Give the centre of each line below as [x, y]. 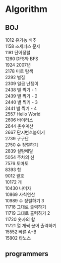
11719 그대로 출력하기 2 [28, 213]
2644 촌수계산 [19, 126]
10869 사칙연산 [20, 194]
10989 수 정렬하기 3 [25, 201]
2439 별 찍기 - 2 [22, 96]
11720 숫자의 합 [20, 219]
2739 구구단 [17, 138]
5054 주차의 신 [20, 157]
